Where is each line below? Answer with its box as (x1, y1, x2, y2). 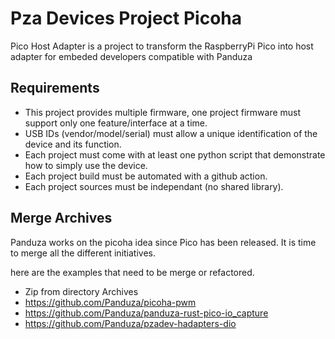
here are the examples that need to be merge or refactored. (10, 266, 255, 278)
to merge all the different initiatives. (10, 247, 157, 259)
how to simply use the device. (24, 159, 148, 171)
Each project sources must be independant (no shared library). (24, 180, 284, 192)
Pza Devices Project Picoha (10, 7, 243, 30)
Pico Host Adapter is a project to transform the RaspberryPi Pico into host (10, 40, 314, 52)
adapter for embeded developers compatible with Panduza (10, 50, 253, 62)
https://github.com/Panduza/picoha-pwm (24, 296, 197, 308)
